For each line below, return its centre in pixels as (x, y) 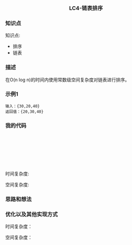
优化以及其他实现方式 (31, 214)
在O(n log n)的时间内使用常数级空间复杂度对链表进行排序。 (67, 80)
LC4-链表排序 (86, 8)
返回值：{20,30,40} (25, 112)
